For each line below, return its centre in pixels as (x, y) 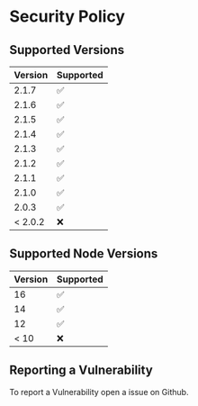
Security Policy (67, 17)
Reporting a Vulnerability (81, 370)
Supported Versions (67, 50)
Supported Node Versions (84, 254)
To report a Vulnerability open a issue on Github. (99, 392)
